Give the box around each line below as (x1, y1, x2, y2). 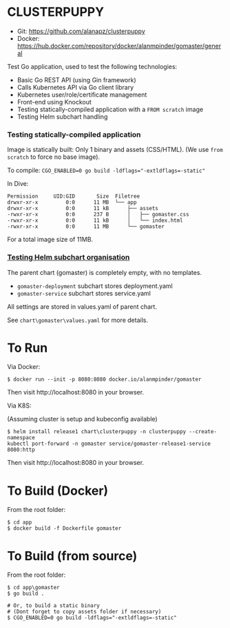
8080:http (7, 446, 36, 453)
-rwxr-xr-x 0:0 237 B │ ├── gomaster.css (7, 211, 189, 218)
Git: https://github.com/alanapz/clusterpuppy (17, 27, 146, 35)
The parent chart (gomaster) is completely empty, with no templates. (7, 268, 202, 276)
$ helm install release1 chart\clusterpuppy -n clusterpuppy (7, 428, 187, 435)
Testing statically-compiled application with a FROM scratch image (17, 105, 204, 113)
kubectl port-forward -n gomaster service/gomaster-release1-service (7, 440, 211, 448)
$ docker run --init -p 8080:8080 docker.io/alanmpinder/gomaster (7, 376, 202, 383)
